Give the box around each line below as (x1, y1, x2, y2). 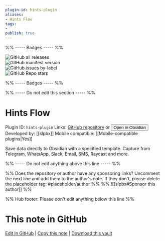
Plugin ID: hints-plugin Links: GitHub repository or (5, 124, 110, 130)
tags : (5, 21, 17, 27)
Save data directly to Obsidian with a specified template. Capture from (5, 145, 150, 151)
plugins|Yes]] (5, 136, 33, 142)
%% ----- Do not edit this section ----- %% (5, 90, 96, 95)
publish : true (5, 31, 35, 36)
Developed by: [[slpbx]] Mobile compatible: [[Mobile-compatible (5, 130, 138, 136)
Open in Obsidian (113, 125, 146, 130)
